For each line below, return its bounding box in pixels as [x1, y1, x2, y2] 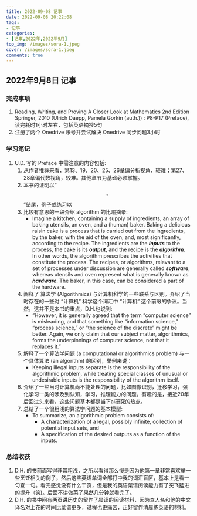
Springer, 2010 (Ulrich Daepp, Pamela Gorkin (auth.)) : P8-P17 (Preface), [14, 114, 189, 122]
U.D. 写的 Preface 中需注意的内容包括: [14, 159, 107, 166]
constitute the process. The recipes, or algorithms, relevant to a [32, 258, 186, 265]
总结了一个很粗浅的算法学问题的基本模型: [23, 405, 123, 412]
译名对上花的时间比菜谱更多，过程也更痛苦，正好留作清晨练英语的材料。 [14, 503, 189, 511]
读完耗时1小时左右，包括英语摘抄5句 [14, 122, 103, 129]
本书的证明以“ [23, 181, 57, 188]
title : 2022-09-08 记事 [6, 8, 63, 15]
